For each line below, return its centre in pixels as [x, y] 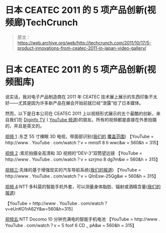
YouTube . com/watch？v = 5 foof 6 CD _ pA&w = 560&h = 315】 [71, 225]
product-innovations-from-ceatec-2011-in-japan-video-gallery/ [82, 48]
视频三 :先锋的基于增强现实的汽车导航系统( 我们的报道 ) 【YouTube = [73, 170]
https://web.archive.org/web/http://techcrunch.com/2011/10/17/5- [84, 43]
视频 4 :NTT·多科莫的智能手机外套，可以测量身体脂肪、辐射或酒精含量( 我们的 [83, 186]
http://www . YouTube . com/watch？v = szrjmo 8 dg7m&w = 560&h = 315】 [83, 159]
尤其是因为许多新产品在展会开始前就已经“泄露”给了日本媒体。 [81, 103]
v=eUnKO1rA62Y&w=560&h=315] [39, 209]
